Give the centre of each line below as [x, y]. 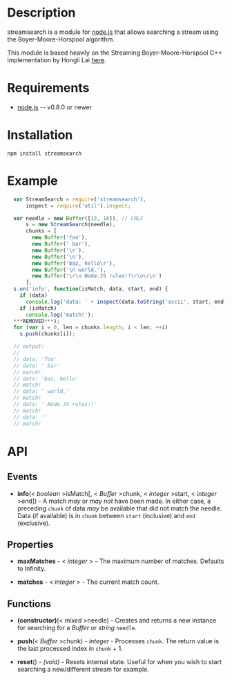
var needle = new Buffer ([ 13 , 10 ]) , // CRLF [78, 218]
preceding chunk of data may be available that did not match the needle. [119, 508]
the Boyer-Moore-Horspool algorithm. [61, 39]
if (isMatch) [38, 308]
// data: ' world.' [41, 392]
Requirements [48, 88]
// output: [29, 347]
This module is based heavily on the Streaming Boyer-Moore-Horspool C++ [115, 53]
